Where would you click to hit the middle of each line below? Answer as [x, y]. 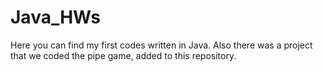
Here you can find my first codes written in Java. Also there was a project [161, 45]
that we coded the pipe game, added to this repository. [123, 55]
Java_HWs [55, 17]
